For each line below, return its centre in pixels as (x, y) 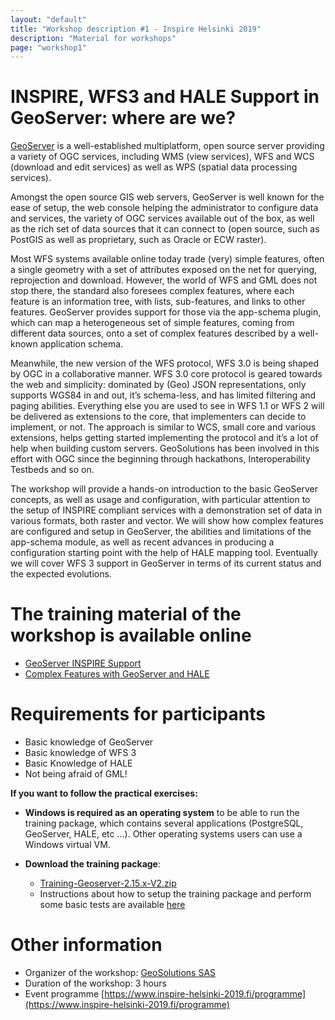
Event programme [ (64, 994)
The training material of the (126, 614)
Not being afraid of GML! (76, 774)
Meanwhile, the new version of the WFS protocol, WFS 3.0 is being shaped (164, 363)
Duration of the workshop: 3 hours (95, 983)
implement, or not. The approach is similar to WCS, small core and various (163, 427)
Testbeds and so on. (52, 470)
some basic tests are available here (112, 905)
